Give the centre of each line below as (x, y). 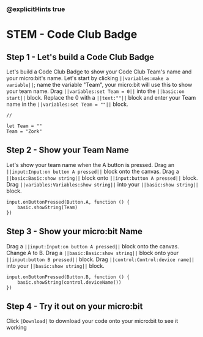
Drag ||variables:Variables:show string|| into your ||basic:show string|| (102, 184)
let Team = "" (24, 126)
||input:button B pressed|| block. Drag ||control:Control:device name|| (100, 259)
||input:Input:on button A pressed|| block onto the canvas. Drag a (93, 171)
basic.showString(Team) (48, 207)
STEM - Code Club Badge (72, 35)
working (17, 328)
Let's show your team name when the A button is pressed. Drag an (90, 165)
